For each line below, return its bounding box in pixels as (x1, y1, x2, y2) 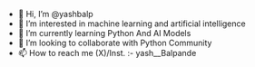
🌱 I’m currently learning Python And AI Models (17, 28, 191, 38)
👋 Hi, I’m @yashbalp (17, 9, 93, 19)
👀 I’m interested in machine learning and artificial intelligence (17, 18, 247, 29)
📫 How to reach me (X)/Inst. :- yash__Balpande (17, 48, 197, 58)
